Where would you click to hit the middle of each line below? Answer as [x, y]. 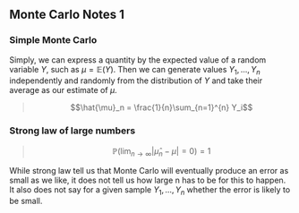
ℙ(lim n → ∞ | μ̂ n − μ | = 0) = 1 [161, 152]
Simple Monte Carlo [53, 40]
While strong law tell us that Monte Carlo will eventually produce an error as [149, 170]
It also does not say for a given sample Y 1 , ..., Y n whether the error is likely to [150, 190]
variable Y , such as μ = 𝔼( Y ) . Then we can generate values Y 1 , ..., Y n [135, 70]
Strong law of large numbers [73, 131]
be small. [26, 201]
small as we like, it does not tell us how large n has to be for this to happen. [148, 180]
